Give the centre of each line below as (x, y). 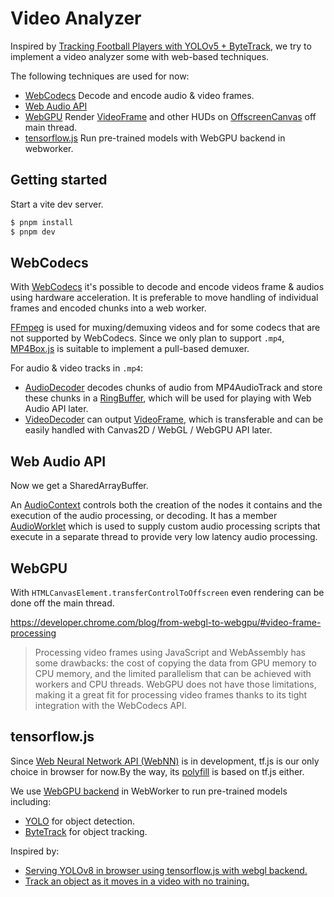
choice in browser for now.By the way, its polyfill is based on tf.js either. (157, 771)
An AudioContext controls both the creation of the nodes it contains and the (166, 505)
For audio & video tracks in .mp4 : (77, 368)
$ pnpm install (42, 222)
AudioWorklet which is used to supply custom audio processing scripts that (165, 526)
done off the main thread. (62, 603)
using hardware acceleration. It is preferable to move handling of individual (164, 298)
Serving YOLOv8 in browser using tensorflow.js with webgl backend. (166, 870)
